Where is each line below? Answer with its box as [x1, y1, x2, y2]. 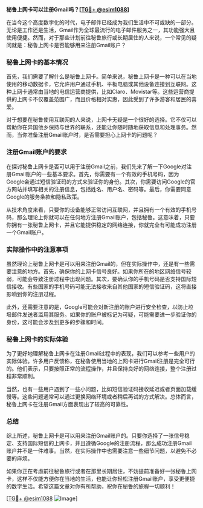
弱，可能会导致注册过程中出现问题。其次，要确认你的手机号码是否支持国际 [6, 275, 192, 282]
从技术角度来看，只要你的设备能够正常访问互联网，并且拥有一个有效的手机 [6, 206, 192, 213]
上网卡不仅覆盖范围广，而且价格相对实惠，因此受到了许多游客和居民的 [16, 96, 192, 103]
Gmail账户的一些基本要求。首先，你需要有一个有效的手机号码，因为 [11, 170, 179, 177]
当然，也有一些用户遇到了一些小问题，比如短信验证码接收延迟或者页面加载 [6, 386, 192, 393]
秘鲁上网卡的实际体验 [6, 335, 68, 343]
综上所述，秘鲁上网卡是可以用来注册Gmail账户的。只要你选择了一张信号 [6, 432, 185, 440]
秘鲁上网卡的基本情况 [6, 58, 68, 66]
